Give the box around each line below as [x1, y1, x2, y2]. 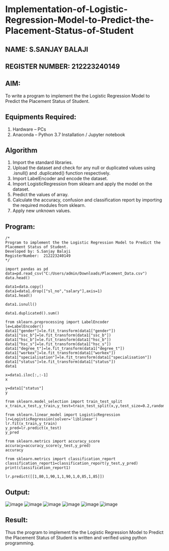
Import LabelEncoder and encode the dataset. [12, 176, 108, 182]
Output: [5, 488, 30, 497]
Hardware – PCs [12, 126, 46, 132]
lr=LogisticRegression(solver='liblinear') [5, 417, 98, 422]
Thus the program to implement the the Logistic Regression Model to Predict [5, 529, 164, 535]
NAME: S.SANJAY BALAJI [5, 45, 89, 53]
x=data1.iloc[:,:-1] [5, 372, 49, 378]
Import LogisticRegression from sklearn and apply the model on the [12, 181, 152, 187]
